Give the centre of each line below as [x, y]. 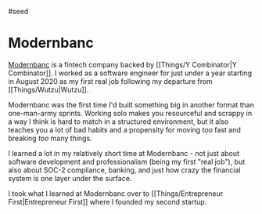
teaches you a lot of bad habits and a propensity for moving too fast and [124, 129]
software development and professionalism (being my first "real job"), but [127, 161]
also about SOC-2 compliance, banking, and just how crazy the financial [124, 170]
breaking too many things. [50, 138]
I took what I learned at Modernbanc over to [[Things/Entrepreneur [116, 193]
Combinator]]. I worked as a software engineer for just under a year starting [130, 73]
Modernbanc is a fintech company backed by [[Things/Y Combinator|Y [122, 64]
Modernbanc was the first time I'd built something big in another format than [131, 104]
